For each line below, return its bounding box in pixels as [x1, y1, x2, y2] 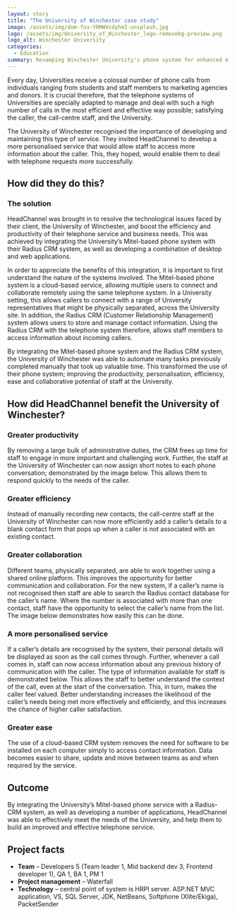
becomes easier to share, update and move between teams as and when [7, 754, 219, 762]
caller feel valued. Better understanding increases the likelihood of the [7, 690, 212, 698]
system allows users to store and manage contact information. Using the [7, 319, 218, 327]
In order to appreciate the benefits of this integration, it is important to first [7, 266, 224, 274]
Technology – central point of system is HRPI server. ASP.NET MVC [17, 884, 215, 893]
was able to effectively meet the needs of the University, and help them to [7, 816, 222, 824]
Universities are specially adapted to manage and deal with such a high [7, 98, 214, 107]
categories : [7, 43, 42, 50]
